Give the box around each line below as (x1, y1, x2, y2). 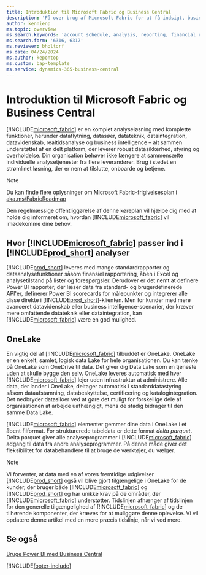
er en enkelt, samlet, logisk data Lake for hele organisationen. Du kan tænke (6, 357, 198, 364)
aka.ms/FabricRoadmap (6, 195, 66, 203)
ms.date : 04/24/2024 (6, 49, 59, 55)
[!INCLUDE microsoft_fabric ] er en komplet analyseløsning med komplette (6, 126, 191, 133)
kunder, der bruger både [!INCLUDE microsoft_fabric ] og (6, 483, 148, 491)
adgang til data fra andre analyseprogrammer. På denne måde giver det (6, 440, 187, 447)
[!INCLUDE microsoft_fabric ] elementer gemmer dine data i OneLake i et (6, 420, 187, 428)
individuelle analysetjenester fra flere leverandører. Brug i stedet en (6, 158, 177, 166)
